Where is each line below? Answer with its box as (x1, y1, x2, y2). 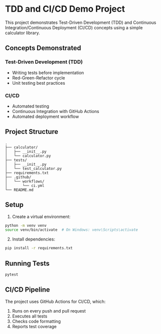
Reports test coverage (12, 323, 57, 329)
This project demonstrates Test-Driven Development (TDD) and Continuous (5, 19, 157, 25)
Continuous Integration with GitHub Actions (12, 108, 100, 114)
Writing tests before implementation (12, 70, 84, 75)
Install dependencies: (12, 236, 55, 242)
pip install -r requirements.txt (5, 246, 73, 251)
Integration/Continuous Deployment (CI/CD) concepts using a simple (5, 24, 143, 30)
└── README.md (5, 187, 34, 192)
